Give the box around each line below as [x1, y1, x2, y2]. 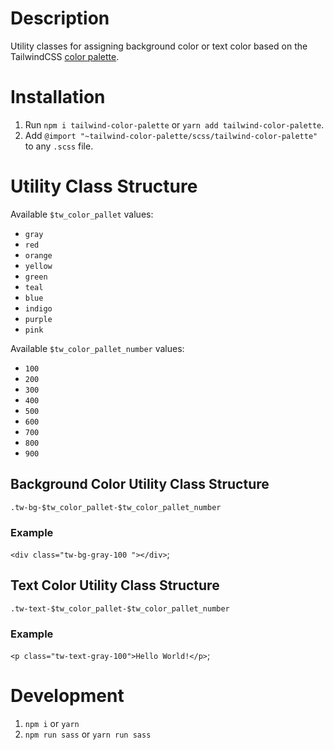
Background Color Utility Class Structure [10, 476, 270, 493]
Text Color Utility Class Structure [10, 577, 220, 594]
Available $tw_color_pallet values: [10, 208, 154, 220]
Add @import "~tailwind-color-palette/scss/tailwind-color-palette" [24, 129, 318, 141]
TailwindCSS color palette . [10, 50, 120, 62]
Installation [10, 86, 106, 109]
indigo [24, 303, 53, 314]
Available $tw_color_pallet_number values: [10, 342, 185, 354]
